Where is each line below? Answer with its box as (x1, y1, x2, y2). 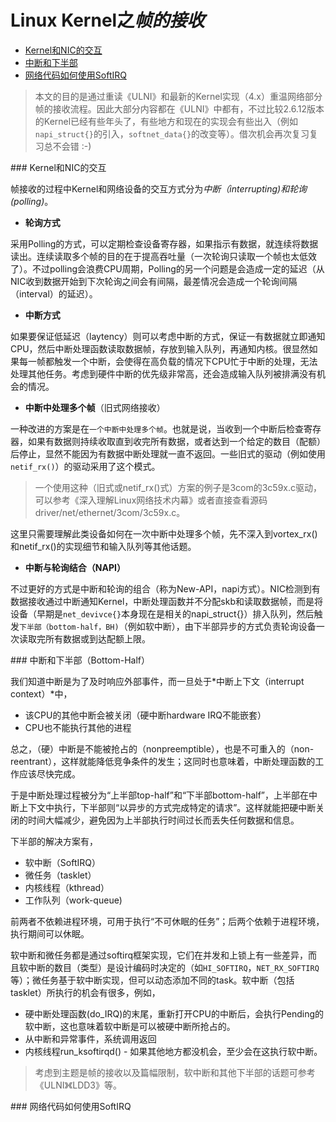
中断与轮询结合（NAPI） (24, 561, 126, 573)
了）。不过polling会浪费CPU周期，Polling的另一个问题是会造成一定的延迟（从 (10, 262, 325, 275)
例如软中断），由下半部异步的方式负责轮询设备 (127, 620, 317, 632)
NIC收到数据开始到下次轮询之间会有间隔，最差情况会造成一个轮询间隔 (10, 275, 298, 287)
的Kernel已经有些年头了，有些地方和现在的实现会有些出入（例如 (34, 115, 299, 127)
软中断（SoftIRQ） (24, 856, 101, 868)
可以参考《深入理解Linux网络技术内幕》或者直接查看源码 (34, 494, 268, 506)
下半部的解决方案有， (10, 835, 98, 847)
